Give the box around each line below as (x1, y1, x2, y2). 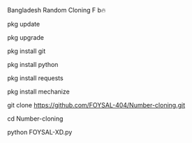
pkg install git (7, 47, 46, 55)
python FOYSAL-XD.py (7, 128, 73, 136)
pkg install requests (7, 74, 64, 82)
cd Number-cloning (7, 114, 64, 123)
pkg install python (7, 61, 59, 68)
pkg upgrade (7, 33, 44, 41)
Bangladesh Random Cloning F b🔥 (7, 6, 106, 14)
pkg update (7, 20, 40, 28)
